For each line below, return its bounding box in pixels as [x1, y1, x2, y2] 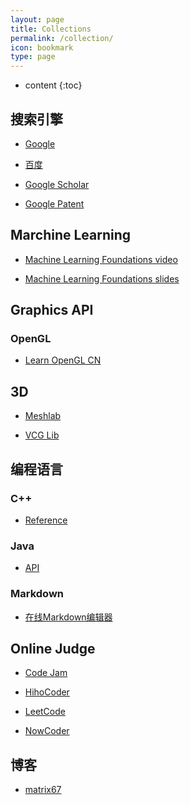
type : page [10, 52, 56, 62]
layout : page [10, 14, 65, 25]
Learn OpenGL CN [24, 354, 102, 366]
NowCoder [24, 725, 70, 737]
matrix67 [24, 784, 62, 796]
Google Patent [24, 197, 85, 210]
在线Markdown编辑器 [24, 611, 113, 623]
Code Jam [24, 667, 68, 679]
